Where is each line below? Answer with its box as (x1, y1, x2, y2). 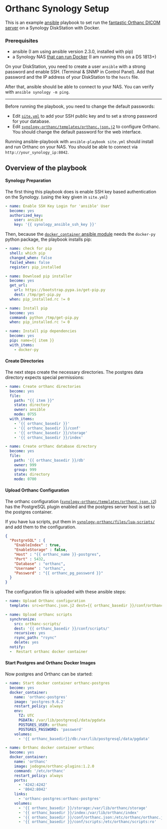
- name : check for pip (5, 246, 52, 251)
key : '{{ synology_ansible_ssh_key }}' (14, 222, 97, 227)
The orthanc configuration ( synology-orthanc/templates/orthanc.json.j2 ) (5, 498, 157, 504)
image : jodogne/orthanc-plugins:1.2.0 (14, 764, 94, 769)
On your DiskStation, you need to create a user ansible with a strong (5, 63, 146, 70)
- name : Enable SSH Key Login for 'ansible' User (5, 203, 110, 208)
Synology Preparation (5, 177, 51, 183)
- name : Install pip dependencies (5, 329, 77, 334)
